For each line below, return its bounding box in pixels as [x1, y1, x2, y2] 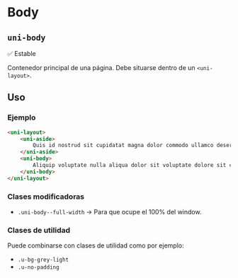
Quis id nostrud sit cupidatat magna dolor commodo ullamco [33, 142, 214, 149]
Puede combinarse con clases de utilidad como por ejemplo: [7, 241, 184, 250]
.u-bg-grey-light [17, 256, 69, 264]
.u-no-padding [17, 264, 59, 271]
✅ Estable [7, 50, 37, 57]
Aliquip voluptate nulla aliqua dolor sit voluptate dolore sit [33, 162, 227, 169]
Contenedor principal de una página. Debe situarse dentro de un [7, 64, 196, 71]
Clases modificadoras [7, 192, 85, 202]
